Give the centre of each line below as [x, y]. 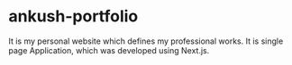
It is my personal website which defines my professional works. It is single [146, 41]
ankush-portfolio [73, 16]
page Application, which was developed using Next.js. [109, 50]
